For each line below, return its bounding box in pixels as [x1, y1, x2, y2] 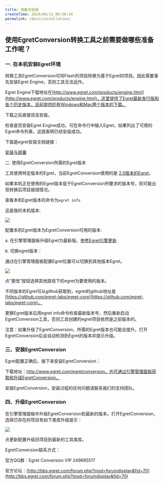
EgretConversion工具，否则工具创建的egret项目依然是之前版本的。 [5, 316, 139, 322]
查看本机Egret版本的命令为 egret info [5, 197, 81, 203]
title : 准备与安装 [5, 7, 39, 12]
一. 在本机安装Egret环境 [5, 61, 61, 68]
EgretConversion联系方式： [5, 447, 60, 453]
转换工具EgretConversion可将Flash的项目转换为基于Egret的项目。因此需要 [5, 73, 154, 79]
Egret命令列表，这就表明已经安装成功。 [5, 128, 84, 135]
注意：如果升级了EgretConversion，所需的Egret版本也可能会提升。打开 [5, 327, 148, 333]
